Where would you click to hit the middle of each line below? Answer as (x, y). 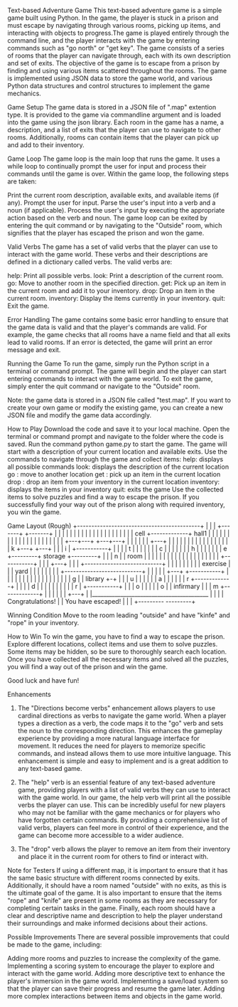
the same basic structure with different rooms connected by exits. (104, 878)
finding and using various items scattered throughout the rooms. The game (117, 71)
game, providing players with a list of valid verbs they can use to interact (124, 790)
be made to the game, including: (55, 944)
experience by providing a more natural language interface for (109, 738)
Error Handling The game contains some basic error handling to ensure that (118, 320)
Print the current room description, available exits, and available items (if (113, 195)
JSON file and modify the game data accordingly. (79, 415)
